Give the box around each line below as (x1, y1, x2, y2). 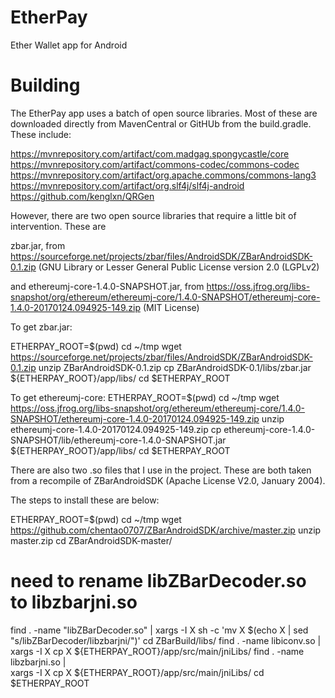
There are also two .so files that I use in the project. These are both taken (10, 464, 312, 476)
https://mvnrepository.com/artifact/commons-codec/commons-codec (10, 158, 300, 170)
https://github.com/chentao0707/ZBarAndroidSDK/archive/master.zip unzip (10, 524, 322, 536)
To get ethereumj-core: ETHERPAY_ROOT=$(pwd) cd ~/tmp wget (10, 391, 280, 403)
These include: (10, 128, 72, 140)
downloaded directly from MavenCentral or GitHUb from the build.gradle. (10, 117, 312, 130)
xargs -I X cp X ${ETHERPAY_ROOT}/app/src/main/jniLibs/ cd (10, 666, 265, 678)
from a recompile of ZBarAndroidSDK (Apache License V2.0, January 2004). (10, 474, 326, 486)
